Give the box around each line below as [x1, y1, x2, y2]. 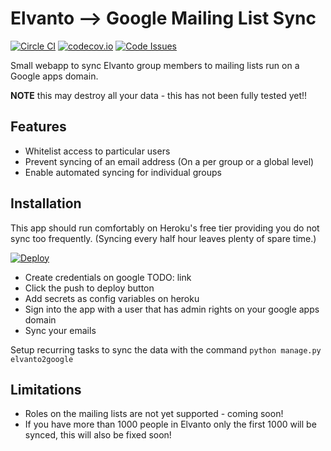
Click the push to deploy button [24, 282, 155, 294]
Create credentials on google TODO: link [24, 271, 192, 283]
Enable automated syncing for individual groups [24, 166, 222, 178]
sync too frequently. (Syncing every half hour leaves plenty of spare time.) [10, 232, 317, 244]
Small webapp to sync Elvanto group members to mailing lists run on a [10, 59, 300, 71]
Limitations [10, 381, 82, 398]
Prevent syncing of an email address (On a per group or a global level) [24, 155, 315, 167]
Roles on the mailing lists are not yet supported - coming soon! [24, 408, 284, 420]
